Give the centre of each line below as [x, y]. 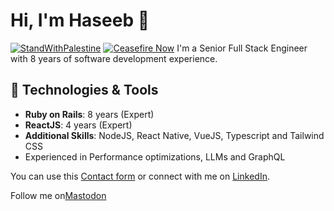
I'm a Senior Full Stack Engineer [242, 48]
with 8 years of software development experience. [114, 58]
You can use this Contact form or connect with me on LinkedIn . [140, 176]
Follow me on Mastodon [58, 195]
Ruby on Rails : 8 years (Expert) [89, 114]
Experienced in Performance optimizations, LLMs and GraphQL [155, 156]
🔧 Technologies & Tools [84, 90]
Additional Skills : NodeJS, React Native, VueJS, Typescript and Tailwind [174, 135]
